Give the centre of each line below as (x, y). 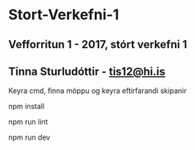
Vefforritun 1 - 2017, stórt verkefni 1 (97, 45)
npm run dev (29, 137)
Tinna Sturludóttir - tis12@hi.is (87, 71)
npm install (26, 107)
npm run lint (28, 122)
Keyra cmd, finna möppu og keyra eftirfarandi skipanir (97, 91)
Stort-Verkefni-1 (64, 15)
